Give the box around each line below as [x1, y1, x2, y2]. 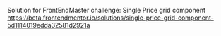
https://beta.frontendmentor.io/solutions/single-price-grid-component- [7, 13, 214, 22]
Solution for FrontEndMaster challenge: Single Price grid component [7, 6, 206, 14]
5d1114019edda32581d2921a [7, 21, 90, 29]
